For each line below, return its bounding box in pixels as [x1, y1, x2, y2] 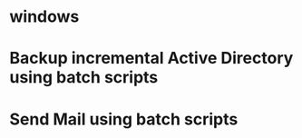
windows [9, 6, 80, 27]
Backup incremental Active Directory [9, 48, 294, 69]
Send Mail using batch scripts [9, 109, 239, 129]
